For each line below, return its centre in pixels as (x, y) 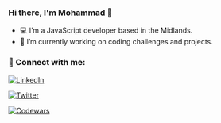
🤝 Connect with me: (47, 63)
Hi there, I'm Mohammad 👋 (60, 13)
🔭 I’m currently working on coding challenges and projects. (116, 42)
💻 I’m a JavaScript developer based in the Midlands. (106, 30)
